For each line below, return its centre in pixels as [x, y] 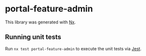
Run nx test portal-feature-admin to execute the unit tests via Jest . [73, 48]
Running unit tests [33, 37]
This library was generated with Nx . [40, 22]
